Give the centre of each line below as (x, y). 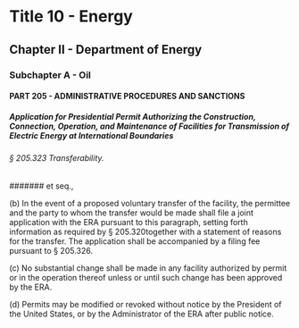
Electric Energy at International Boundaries (91, 135)
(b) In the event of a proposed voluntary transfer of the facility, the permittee (150, 203)
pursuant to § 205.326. (51, 250)
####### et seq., (42, 186)
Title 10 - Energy (71, 17)
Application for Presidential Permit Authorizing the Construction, (133, 116)
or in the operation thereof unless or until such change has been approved (146, 277)
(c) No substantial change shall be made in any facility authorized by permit (148, 268)
